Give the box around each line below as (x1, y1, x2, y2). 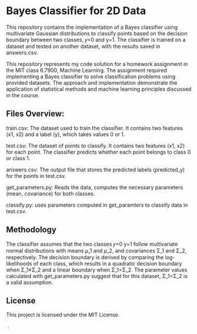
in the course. (6, 91, 40, 98)
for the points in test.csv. (6, 172, 66, 179)
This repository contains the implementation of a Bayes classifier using (6, 24, 178, 31)
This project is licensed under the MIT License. (6, 311, 120, 319)
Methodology (6, 225, 57, 235)
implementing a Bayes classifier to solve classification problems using (6, 72, 176, 80)
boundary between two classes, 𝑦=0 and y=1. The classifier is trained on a (6, 36, 186, 43)
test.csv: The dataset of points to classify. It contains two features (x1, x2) (6, 142, 185, 149)
